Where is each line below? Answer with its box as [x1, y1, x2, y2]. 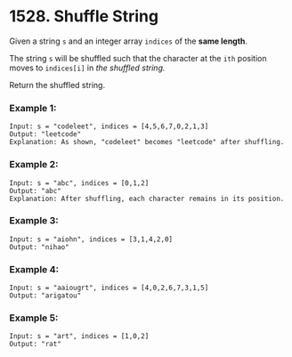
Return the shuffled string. [9, 79, 105, 90]
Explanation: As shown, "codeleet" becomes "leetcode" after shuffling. [9, 138, 285, 147]
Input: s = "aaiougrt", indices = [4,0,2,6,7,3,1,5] [9, 283, 209, 293]
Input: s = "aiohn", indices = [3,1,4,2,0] [9, 234, 174, 244]
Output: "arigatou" [9, 291, 82, 300]
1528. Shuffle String [9, 6, 158, 27]
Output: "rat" [9, 340, 62, 349]
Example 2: [9, 158, 59, 171]
